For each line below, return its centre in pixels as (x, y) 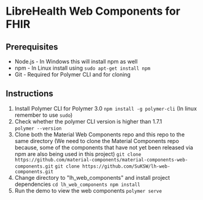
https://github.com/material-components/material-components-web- (101, 160)
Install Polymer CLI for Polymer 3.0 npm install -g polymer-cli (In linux (106, 108)
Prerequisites (32, 47)
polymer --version (38, 128)
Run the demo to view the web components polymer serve (88, 190)
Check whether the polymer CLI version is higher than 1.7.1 (88, 121)
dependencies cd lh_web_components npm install (77, 184)
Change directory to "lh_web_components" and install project (92, 177)
